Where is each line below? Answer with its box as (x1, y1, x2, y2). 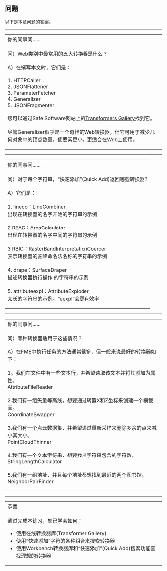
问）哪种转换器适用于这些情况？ (7, 335, 83, 342)
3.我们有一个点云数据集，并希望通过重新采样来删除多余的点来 (7, 424, 152, 431)
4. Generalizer (7, 95, 41, 102)
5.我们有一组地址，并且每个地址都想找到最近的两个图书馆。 (7, 471, 147, 478)
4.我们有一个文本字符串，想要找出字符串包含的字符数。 (7, 452, 137, 458)
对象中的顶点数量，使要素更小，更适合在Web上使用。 (12, 136, 138, 143)
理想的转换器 (21, 552, 51, 559)
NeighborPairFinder (7, 478, 54, 485)
